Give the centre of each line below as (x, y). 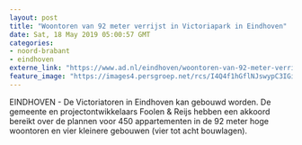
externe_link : (36, 68)
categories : (31, 43)
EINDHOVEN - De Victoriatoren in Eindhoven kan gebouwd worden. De (140, 102)
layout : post (34, 18)
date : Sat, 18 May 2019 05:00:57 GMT (80, 34)
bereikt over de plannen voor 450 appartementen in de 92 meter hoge (139, 121)
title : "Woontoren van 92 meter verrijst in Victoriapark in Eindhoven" (148, 26)
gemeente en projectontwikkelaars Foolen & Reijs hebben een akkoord (140, 111)
